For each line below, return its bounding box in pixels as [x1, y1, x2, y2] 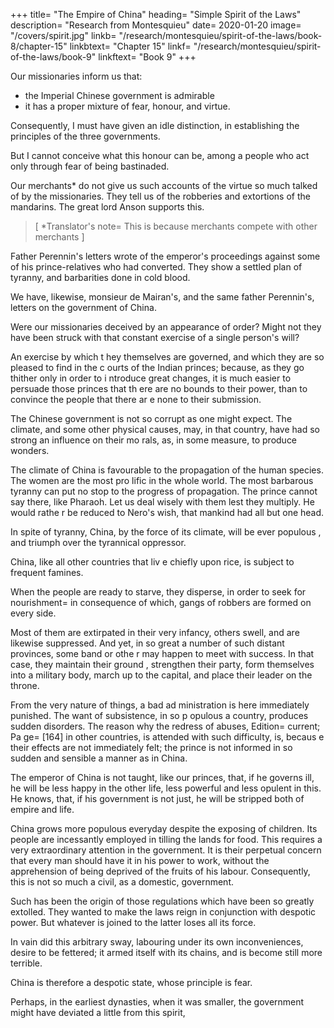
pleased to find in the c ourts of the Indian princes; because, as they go [10, 362, 305, 373]
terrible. [10, 957, 43, 969]
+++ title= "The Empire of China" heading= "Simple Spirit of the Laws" [10, 9, 302, 20]
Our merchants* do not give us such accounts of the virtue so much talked [10, 180, 318, 191]
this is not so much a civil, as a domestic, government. [10, 876, 235, 888]
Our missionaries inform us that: [10, 70, 143, 82]
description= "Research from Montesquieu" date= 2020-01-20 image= [10, 19, 302, 31]
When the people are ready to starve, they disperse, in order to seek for [10, 586, 307, 598]
